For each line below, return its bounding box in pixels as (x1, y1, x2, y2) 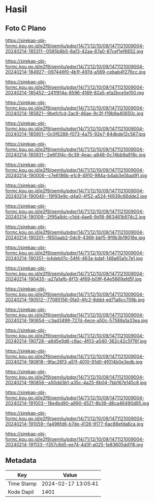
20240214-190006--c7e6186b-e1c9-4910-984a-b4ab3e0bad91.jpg (5, 172, 147, 178)
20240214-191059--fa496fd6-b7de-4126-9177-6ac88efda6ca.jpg (5, 421, 144, 427)
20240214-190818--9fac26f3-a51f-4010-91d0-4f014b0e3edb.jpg (5, 359, 143, 365)
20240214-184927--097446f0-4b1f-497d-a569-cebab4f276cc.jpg (5, 69, 146, 75)
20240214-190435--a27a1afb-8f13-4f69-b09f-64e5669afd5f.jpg (5, 276, 142, 282)
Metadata (5, 456, 37, 465)
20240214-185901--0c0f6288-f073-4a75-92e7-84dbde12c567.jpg (5, 131, 146, 137)
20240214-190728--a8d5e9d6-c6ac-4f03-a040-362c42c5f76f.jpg (5, 338, 147, 344)
